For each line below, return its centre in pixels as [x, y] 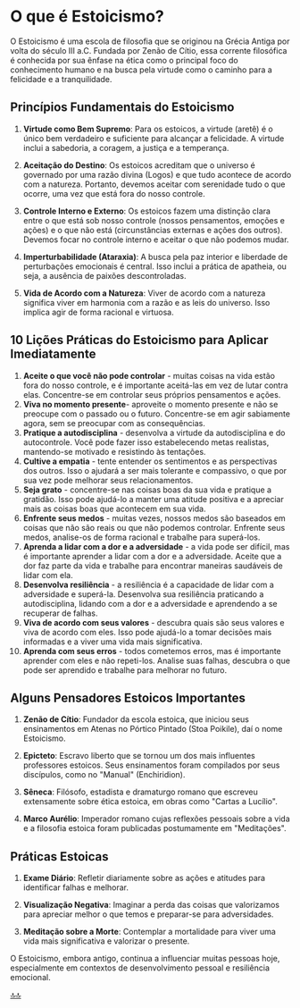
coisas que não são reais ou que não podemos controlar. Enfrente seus [154, 527]
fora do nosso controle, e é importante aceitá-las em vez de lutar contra [155, 385]
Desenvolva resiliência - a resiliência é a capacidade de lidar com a [149, 584]
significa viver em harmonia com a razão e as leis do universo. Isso [146, 302]
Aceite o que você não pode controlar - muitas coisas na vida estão [149, 375]
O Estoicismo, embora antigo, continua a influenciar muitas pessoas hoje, [145, 959]
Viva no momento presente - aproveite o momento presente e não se [150, 404]
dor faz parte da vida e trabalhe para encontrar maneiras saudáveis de [153, 566]
